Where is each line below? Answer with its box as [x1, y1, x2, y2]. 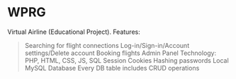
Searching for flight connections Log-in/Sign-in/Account [24, 41, 190, 49]
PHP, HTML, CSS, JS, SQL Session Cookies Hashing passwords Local [24, 56, 229, 64]
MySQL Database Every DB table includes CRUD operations [24, 63, 200, 72]
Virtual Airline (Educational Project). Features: [7, 28, 140, 36]
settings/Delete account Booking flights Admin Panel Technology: [24, 49, 217, 57]
